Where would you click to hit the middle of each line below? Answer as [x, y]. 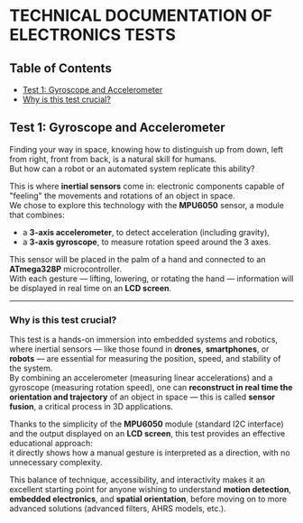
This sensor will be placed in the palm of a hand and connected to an [138, 259]
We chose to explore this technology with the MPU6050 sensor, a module [147, 205]
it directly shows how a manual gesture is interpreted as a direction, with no [150, 453]
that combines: [37, 215]
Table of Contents [61, 68]
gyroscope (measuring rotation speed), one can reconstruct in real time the [151, 388]
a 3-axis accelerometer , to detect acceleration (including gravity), [146, 232]
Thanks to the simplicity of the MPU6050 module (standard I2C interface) [147, 424]
